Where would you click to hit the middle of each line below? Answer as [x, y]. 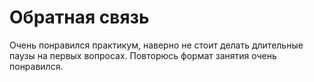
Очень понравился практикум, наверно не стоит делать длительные [156, 45]
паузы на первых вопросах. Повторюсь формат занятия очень [143, 55]
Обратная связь [79, 17]
